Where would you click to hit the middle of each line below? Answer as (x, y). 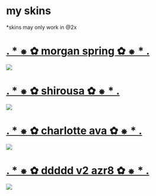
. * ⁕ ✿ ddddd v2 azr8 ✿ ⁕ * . (78, 170)
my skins (29, 11)
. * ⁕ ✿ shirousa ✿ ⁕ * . (63, 91)
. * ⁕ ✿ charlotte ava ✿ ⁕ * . (74, 130)
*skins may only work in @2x (41, 27)
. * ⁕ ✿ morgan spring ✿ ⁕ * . (78, 51)
